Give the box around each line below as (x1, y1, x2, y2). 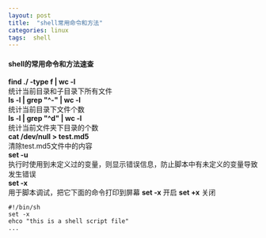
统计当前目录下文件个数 (8, 104, 85, 115)
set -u (8, 150, 28, 160)
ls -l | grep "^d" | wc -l (8, 114, 82, 123)
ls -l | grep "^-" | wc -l (8, 96, 82, 105)
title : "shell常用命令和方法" (8, 19, 103, 27)
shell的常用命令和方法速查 (8, 59, 94, 68)
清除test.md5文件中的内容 (8, 142, 93, 151)
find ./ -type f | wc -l (8, 77, 76, 87)
